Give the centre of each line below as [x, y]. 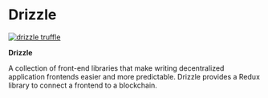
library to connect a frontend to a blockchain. [83, 85]
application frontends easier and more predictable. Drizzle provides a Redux [134, 76]
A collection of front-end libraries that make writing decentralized [116, 68]
